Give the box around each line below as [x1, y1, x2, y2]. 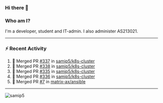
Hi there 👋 [5, 4, 29, 11]
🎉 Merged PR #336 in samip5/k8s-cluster [12, 74, 96, 79]
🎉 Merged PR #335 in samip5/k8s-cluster [12, 68, 95, 74]
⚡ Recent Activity [5, 45, 47, 52]
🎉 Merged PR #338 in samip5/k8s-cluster [12, 63, 96, 69]
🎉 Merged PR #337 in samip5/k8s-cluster [12, 58, 95, 64]
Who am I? [5, 17, 31, 24]
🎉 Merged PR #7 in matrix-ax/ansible [12, 78, 86, 84]
